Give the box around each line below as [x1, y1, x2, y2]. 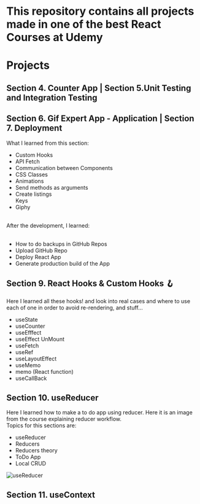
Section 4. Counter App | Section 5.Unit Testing [6, 83, 191, 93]
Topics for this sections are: [6, 422, 77, 429]
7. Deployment [6, 123, 63, 133]
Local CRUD [15, 460, 47, 467]
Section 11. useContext [6, 489, 95, 500]
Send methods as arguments [15, 184, 88, 191]
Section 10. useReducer [6, 392, 99, 403]
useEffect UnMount [15, 336, 64, 343]
